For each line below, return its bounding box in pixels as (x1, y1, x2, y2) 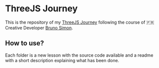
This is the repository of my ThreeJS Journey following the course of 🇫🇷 (5, 19, 155, 25)
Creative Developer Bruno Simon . (5, 25, 73, 31)
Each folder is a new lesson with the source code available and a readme (5, 52, 154, 58)
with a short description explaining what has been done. (5, 57, 119, 63)
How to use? (5, 39, 44, 47)
